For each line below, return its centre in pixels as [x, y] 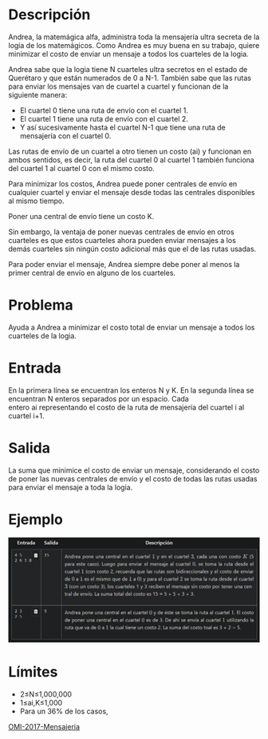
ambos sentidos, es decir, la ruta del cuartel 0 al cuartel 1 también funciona [132, 160]
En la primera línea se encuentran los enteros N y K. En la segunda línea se [131, 390]
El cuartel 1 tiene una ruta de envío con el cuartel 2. [104, 118]
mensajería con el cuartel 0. [65, 136]
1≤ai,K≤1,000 [41, 702]
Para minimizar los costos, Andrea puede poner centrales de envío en [123, 184]
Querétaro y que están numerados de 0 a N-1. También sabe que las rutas [130, 78]
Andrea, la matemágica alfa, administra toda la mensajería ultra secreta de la [134, 37]
